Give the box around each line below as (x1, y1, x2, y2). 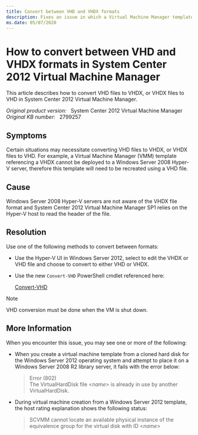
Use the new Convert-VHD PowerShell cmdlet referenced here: (14, 272, 165, 279)
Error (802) (29, 374, 57, 381)
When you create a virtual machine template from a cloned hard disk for (14, 350, 190, 357)
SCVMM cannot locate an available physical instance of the (29, 416, 174, 423)
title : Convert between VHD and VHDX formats (6, 8, 120, 15)
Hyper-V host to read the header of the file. (6, 210, 111, 217)
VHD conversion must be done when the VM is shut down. (6, 306, 148, 313)
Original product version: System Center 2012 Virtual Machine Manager (6, 107, 183, 114)
